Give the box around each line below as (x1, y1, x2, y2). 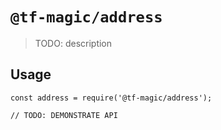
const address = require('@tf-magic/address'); (10, 93, 213, 103)
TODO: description (34, 37, 113, 49)
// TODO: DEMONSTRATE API (10, 110, 118, 120)
